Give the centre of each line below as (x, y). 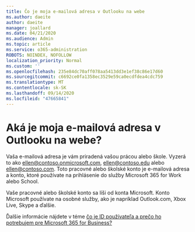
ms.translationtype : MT (35, 83)
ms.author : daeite (28, 17)
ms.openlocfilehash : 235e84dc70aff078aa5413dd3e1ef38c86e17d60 (85, 71)
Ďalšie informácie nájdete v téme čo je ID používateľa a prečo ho (84, 216)
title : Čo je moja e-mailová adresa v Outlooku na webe (75, 11)
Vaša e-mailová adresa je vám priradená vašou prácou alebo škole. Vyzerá (96, 156)
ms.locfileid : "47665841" (37, 98)
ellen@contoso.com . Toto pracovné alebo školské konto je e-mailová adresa (98, 169)
